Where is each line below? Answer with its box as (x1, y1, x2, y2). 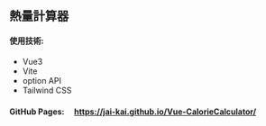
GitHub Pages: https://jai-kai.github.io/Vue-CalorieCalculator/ (9, 106, 257, 117)
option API (22, 75, 61, 85)
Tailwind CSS (22, 85, 72, 95)
